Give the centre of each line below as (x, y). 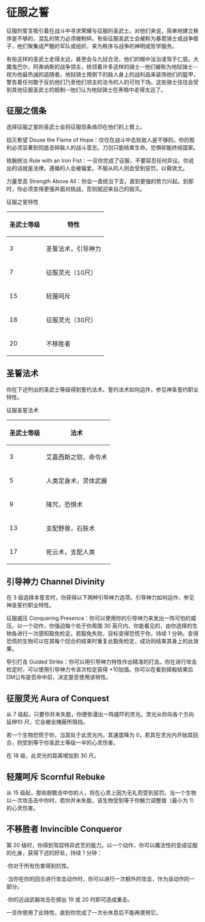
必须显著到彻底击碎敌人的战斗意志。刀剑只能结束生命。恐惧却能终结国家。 (105, 147)
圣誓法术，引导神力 (74, 249)
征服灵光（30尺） (71, 320)
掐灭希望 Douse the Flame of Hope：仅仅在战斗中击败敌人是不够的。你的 (98, 140)
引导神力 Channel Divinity (56, 582)
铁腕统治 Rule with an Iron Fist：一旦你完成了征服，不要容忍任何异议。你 (98, 161)
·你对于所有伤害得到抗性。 (39, 866)
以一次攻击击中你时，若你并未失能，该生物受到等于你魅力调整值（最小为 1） (102, 800)
